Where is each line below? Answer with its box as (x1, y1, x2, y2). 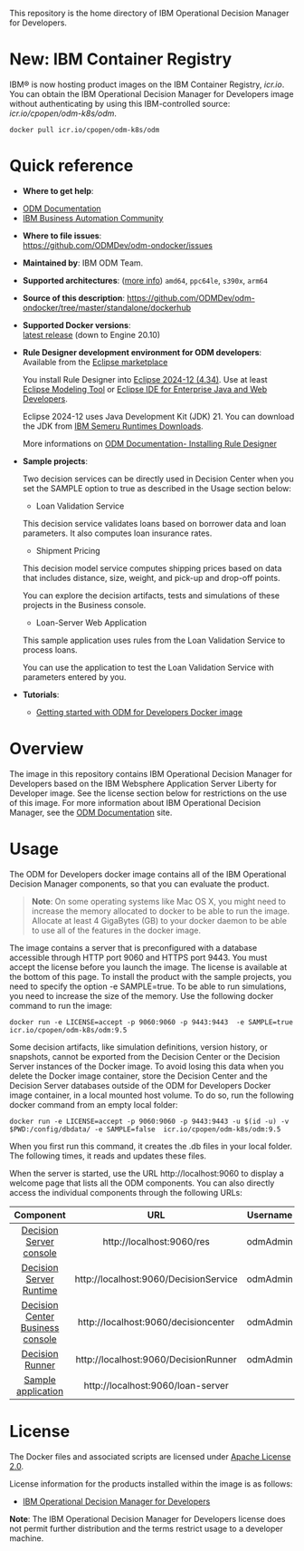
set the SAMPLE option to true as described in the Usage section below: (22, 482, 292, 493)
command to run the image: (9, 1000, 113, 1011)
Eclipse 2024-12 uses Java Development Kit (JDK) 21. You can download (22, 411, 295, 422)
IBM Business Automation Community (22, 212, 164, 223)
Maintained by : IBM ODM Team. (22, 257, 144, 268)
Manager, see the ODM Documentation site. (9, 807, 173, 818)
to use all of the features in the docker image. (31, 925, 202, 935)
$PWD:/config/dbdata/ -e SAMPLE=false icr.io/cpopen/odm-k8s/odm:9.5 (9, 1124, 281, 1134)
